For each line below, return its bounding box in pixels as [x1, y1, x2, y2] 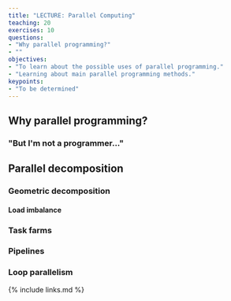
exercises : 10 [8, 26, 55, 34]
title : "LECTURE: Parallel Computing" [8, 11, 136, 20]
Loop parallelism [8, 267, 73, 278]
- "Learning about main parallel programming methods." [8, 70, 196, 78]
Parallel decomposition [8, 162, 124, 176]
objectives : [8, 56, 47, 64]
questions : [8, 33, 44, 42]
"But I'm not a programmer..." [8, 137, 125, 148]
